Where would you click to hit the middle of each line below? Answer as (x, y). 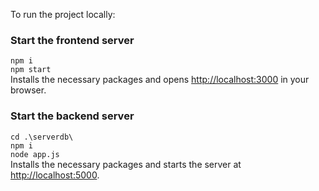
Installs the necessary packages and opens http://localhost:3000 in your (160, 80)
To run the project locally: (63, 14)
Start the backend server (72, 116)
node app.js (35, 154)
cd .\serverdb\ (42, 137)
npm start (31, 70)
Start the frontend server (72, 40)
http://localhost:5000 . (55, 175)
